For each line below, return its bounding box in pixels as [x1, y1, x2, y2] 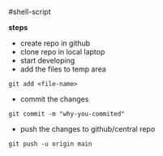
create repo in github [19, 38, 91, 48]
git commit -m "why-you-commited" [8, 110, 126, 118]
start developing [19, 56, 75, 65]
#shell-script [8, 7, 51, 16]
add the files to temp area [19, 64, 107, 74]
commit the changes [19, 94, 89, 104]
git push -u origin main [8, 140, 92, 148]
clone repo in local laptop [19, 47, 105, 56]
